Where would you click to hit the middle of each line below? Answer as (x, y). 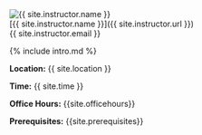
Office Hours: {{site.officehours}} (72, 104)
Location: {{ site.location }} (60, 68)
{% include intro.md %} (53, 51)
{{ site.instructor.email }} (55, 34)
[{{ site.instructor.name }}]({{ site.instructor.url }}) (102, 24)
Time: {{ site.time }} (47, 86)
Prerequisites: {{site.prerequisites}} (77, 121)
